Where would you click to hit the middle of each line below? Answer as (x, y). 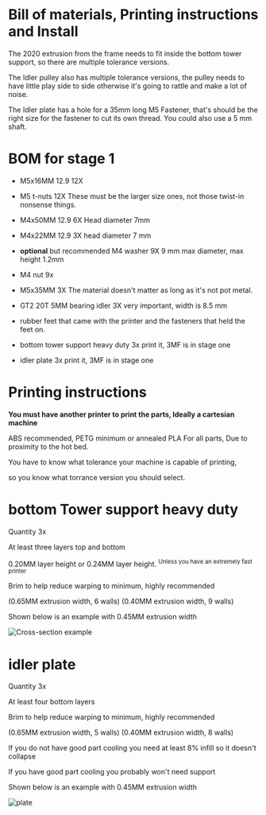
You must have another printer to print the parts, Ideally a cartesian (121, 414)
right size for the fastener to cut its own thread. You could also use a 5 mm (130, 118)
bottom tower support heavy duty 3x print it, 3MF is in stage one (125, 344)
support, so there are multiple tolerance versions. (89, 62)
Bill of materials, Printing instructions (133, 15)
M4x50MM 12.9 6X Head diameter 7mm (85, 219)
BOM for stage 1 (62, 159)
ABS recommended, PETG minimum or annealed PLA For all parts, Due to (128, 438)
